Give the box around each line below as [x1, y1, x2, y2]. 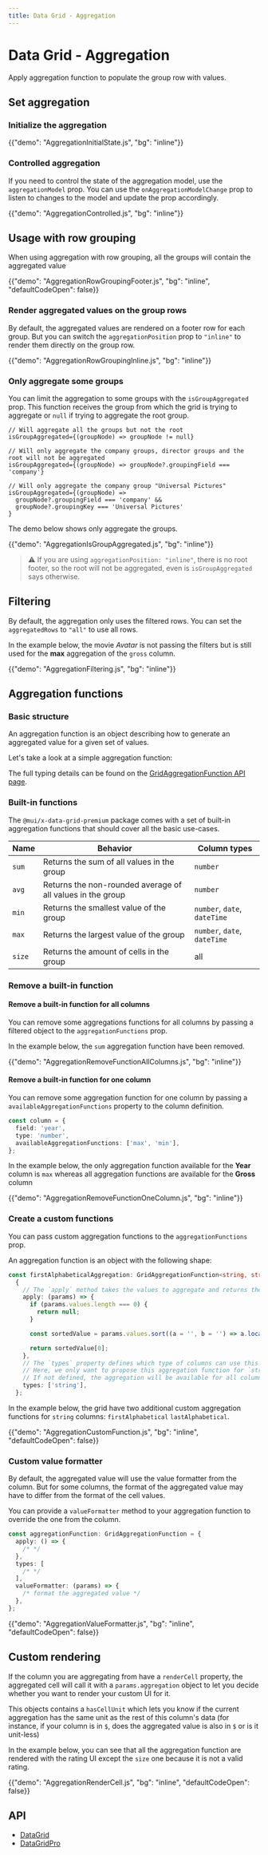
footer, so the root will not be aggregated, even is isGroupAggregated [27, 563, 253, 573]
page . [8, 777, 28, 787]
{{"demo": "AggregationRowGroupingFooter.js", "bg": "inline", [8, 276, 211, 286]
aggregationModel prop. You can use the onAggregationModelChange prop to [8, 184, 254, 194]
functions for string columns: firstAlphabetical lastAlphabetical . [8, 1411, 230, 1421]
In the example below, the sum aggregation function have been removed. [8, 1041, 245, 1051]
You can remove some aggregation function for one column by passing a [8, 1093, 248, 1103]
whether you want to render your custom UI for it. [8, 1688, 171, 1698]
